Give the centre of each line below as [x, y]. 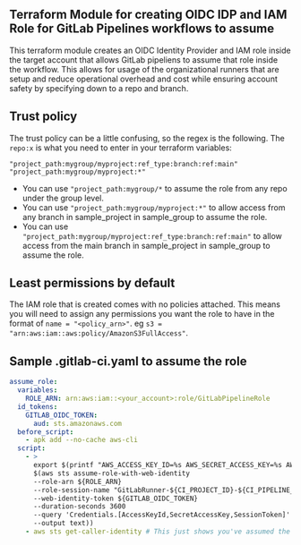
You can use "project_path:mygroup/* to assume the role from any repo [155, 188]
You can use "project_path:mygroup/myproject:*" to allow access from [154, 207]
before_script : [46, 432]
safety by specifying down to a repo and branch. [99, 88]
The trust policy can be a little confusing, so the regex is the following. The [147, 138]
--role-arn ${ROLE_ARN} [77, 481]
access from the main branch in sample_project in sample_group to [146, 245]
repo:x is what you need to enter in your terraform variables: [121, 148]
